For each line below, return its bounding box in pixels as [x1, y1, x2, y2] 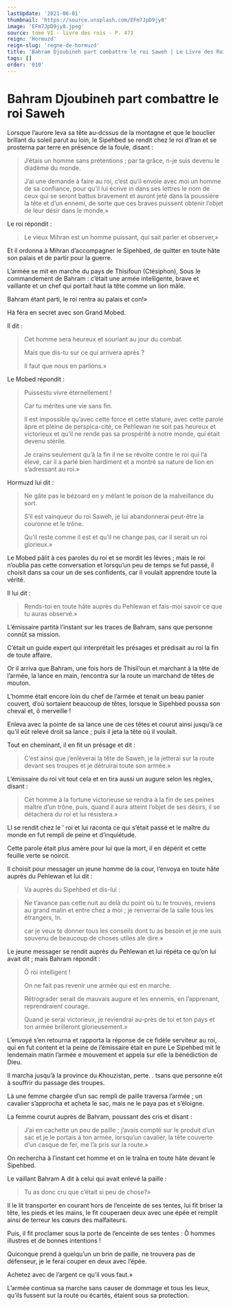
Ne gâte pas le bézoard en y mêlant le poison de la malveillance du [23, 492, 214, 500]
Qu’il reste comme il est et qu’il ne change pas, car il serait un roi [23, 533, 208, 541]
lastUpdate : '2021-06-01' [7, 10, 81, 17]
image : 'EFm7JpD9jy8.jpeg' [7, 23, 85, 30]
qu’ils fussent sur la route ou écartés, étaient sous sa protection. [7, 1291, 190, 1299]
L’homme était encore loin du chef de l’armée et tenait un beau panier [7, 692, 204, 700]
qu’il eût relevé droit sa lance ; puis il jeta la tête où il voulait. [7, 727, 177, 735]
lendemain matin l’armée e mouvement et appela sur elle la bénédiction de [7, 1051, 218, 1059]
